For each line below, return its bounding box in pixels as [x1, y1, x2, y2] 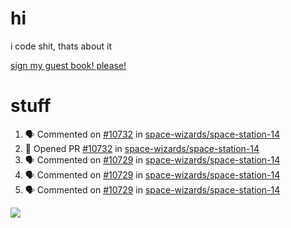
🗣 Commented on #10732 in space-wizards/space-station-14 [24, 128, 280, 140]
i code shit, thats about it [10, 40, 113, 52]
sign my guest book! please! [10, 59, 127, 71]
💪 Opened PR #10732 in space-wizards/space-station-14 [24, 142, 260, 154]
